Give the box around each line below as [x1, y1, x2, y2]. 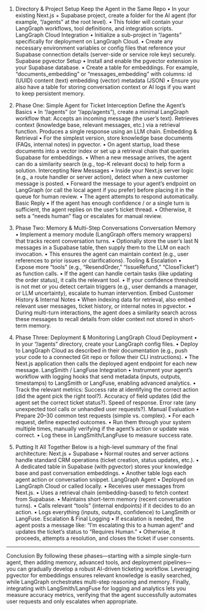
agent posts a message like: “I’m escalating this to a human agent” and [15, 522, 194, 529]
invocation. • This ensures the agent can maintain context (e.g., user [15, 251, 189, 257]
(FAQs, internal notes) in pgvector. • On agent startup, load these [15, 141, 180, 148]
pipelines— [163, 559, 192, 566]
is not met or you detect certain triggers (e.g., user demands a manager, [15, 283, 198, 290]
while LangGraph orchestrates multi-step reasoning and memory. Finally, [6, 579, 191, 585]
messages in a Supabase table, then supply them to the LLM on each [15, 244, 190, 251]
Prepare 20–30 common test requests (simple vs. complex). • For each [15, 412, 195, 419]
